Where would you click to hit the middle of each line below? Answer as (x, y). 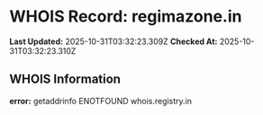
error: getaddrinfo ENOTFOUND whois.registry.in (100, 101)
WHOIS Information (65, 80)
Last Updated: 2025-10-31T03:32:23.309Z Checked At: (113, 41)
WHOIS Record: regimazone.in (126, 17)
